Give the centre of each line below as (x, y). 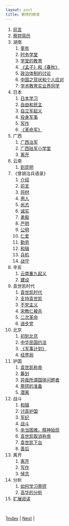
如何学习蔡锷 (33, 486)
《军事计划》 (33, 348)
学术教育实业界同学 (40, 86)
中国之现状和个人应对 (42, 79)
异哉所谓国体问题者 (40, 380)
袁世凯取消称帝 (35, 436)
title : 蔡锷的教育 (23, 15)
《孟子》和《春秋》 (40, 67)
